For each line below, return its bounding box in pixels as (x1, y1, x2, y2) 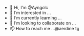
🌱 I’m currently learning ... (9, 15, 62, 20)
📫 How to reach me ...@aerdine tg (9, 26, 80, 31)
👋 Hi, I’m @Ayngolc (9, 5, 48, 10)
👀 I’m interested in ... (9, 10, 51, 16)
